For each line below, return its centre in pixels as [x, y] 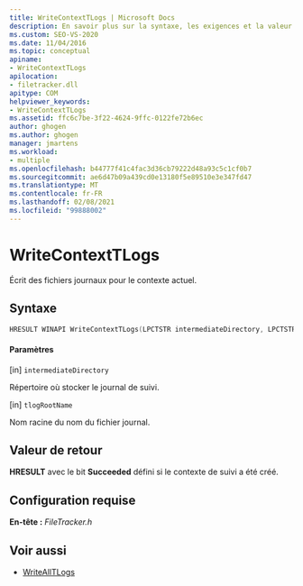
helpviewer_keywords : [50, 101]
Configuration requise [73, 500]
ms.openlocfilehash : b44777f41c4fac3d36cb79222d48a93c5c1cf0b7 [131, 169]
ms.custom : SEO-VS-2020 [54, 34]
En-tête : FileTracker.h [51, 522]
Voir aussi [38, 550]
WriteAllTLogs [48, 572]
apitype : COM [34, 93]
